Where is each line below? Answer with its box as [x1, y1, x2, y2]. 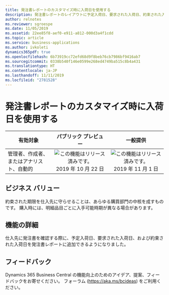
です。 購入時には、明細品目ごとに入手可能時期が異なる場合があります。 [5, 204, 156, 210]
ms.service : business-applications [5, 40, 80, 45]
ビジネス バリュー [5, 184, 60, 193]
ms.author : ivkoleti [5, 45, 49, 50]
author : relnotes [5, 17, 42, 22]
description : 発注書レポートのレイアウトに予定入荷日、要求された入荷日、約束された [5, 12, 162, 17]
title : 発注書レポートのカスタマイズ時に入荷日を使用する [5, 7, 111, 13]
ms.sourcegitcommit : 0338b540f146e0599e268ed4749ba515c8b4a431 [5, 59, 141, 64]
